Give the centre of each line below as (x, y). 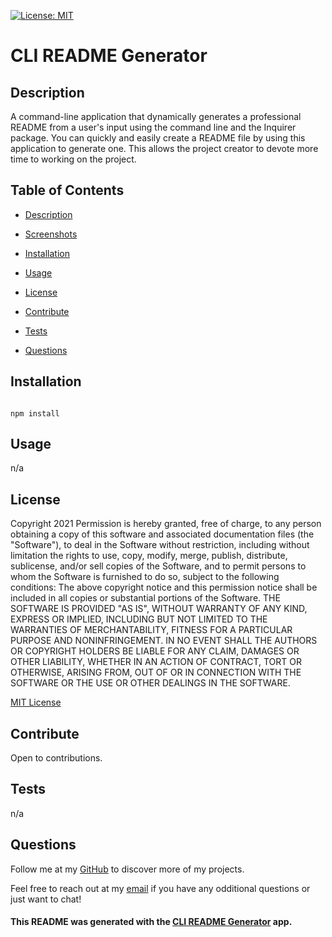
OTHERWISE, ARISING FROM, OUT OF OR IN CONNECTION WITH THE (156, 672)
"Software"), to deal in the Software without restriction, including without (160, 545)
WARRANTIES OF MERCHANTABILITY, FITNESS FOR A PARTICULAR (151, 630)
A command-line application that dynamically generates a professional (156, 116)
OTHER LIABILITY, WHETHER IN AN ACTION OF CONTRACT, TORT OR (156, 662)
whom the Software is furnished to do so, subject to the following (145, 577)
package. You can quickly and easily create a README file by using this (158, 138)
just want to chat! (46, 899)
